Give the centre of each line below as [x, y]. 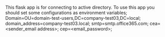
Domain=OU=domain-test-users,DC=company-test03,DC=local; [73, 18]
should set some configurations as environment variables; [66, 13]
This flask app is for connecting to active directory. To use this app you [80, 7]
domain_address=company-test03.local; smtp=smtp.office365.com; [77, 23]
